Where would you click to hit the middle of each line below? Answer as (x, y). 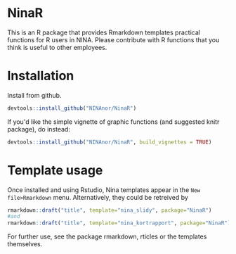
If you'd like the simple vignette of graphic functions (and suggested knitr (113, 122)
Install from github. (34, 95)
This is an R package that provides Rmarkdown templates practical (104, 32)
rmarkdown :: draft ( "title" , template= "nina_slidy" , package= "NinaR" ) (110, 210)
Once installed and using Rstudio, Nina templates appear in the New (104, 190)
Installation (41, 76)
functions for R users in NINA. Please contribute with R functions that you (113, 39)
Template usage (55, 170)
